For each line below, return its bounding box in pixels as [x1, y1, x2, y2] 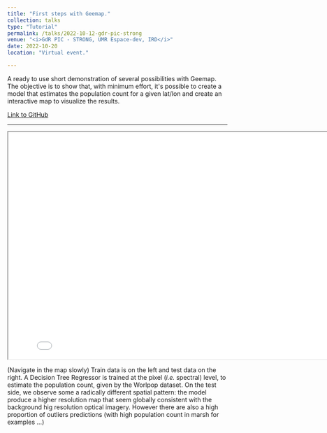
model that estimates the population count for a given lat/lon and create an [7, 89, 222, 98]
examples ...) [7, 418, 45, 426]
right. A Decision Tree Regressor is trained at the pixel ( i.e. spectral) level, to [7, 373, 226, 381]
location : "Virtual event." [7, 50, 89, 57]
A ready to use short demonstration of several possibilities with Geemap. [7, 74, 217, 83]
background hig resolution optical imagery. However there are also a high [7, 403, 219, 411]
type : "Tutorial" [7, 23, 58, 30]
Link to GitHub [7, 110, 49, 119]
